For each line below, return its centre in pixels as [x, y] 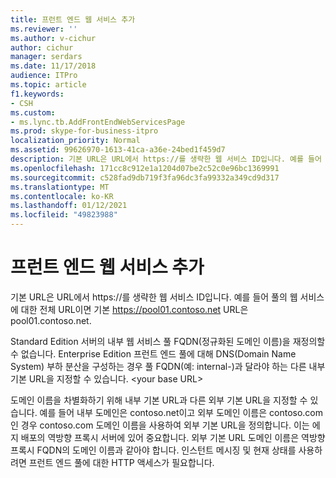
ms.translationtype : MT [60, 187]
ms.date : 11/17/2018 [53, 66]
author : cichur [42, 47]
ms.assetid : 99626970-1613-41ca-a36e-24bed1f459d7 [118, 150]
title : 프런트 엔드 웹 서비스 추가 [73, 19]
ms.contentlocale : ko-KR [62, 196]
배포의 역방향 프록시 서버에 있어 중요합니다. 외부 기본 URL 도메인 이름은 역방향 [173, 437]
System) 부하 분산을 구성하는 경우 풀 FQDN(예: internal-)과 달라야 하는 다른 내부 [168, 366]
